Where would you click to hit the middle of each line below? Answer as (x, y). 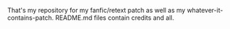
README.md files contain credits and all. (115, 18)
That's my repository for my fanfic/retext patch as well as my (97, 10)
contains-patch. (31, 18)
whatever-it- (205, 10)
